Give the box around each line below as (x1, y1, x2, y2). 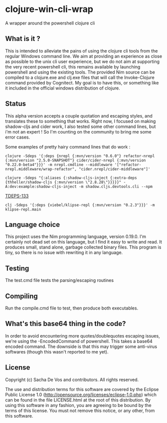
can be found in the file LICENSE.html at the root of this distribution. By (5, 396, 151, 403)
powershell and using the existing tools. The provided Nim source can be (5, 69, 156, 75)
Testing (5, 264, 29, 272)
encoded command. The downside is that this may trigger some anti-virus (5, 343, 158, 349)
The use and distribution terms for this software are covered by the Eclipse (5, 386, 159, 392)
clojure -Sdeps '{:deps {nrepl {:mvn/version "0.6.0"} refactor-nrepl (5, 153, 155, 158)
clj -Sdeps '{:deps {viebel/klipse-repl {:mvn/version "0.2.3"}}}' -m (5, 202, 155, 207)
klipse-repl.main (5, 206, 41, 212)
